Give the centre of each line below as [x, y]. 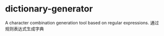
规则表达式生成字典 [25, 29]
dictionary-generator [49, 9]
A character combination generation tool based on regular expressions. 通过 [82, 23]
